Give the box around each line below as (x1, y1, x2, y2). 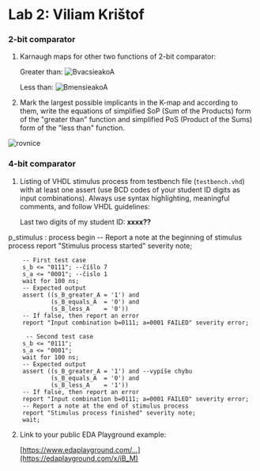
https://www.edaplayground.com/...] (22, 445, 141, 454)
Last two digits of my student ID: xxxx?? (19, 216, 152, 227)
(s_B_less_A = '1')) (50, 381, 129, 389)
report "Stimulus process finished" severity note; (22, 408, 196, 417)
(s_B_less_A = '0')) (50, 304, 129, 312)
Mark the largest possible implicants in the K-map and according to (19, 98, 239, 108)
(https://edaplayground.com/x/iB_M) (19, 454, 138, 463)
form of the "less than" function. (19, 123, 125, 132)
